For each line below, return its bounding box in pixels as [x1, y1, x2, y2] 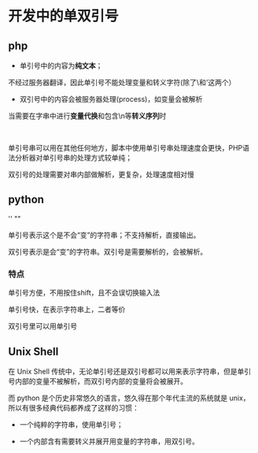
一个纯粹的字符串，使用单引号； [19, 419, 123, 429]
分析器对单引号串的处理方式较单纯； [14, 153, 132, 162]
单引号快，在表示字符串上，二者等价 [8, 305, 126, 314]
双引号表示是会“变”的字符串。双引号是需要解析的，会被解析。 [8, 247, 208, 256]
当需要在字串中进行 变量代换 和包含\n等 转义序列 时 [8, 111, 167, 121]
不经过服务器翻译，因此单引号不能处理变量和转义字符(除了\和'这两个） [8, 78, 236, 87]
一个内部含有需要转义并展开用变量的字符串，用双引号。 [19, 436, 199, 446]
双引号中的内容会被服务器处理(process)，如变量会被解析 [19, 95, 203, 103]
